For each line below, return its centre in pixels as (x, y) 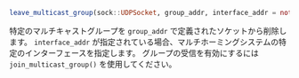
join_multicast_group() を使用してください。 (93, 64)
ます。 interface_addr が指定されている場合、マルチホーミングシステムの (144, 42)
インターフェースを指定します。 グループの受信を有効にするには (142, 52)
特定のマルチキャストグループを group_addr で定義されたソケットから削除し (148, 30)
